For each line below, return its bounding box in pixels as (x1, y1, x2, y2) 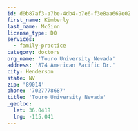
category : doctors (7, 49, 60, 56)
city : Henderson (7, 68, 54, 75)
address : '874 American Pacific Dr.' (7, 62, 116, 69)
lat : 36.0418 (13, 107, 51, 114)
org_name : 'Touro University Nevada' (7, 55, 116, 62)
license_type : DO (7, 29, 57, 37)
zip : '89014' (7, 81, 45, 88)
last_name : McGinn (7, 23, 60, 30)
